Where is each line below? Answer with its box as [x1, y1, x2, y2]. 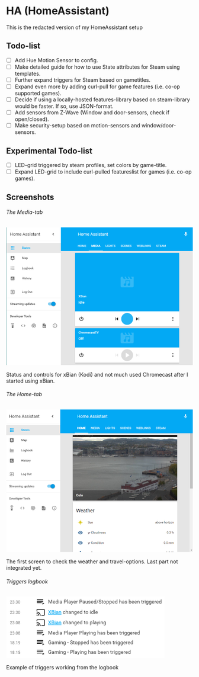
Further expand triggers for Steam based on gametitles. [14, 76, 151, 84]
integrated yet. [6, 564, 42, 571]
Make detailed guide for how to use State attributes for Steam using [14, 63, 180, 70]
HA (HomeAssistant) [6, 4, 110, 18]
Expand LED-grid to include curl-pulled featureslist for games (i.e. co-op [14, 168, 192, 175]
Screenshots [6, 192, 54, 202]
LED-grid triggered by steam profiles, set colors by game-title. [14, 162, 167, 168]
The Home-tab [6, 391, 43, 398]
